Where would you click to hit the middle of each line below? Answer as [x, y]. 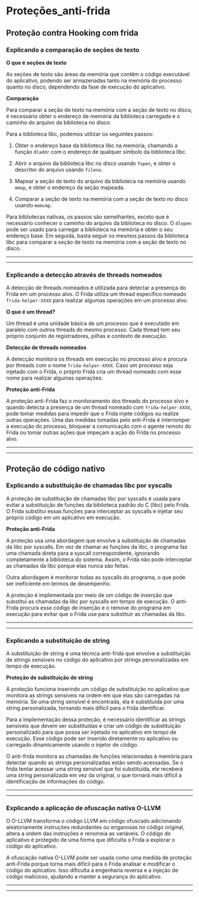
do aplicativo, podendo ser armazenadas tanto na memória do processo [94, 80]
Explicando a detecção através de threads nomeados [84, 274]
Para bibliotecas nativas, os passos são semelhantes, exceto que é [88, 217]
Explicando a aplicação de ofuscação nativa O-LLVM [84, 808]
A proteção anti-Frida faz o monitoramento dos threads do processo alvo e [97, 401]
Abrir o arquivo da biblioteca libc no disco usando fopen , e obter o [95, 163]
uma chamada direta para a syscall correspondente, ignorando [83, 553]
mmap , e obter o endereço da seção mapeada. [70, 187]
